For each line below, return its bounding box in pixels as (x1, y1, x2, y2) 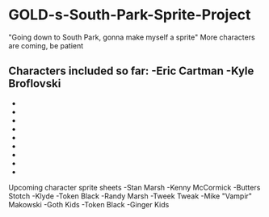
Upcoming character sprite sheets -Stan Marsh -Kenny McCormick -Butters (8, 182, 261, 192)
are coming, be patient (8, 40, 84, 50)
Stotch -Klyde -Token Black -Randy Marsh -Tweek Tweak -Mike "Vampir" (8, 191, 253, 201)
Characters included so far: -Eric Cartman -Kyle (8, 65, 254, 78)
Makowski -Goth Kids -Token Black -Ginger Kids (8, 199, 170, 209)
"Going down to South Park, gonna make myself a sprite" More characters (8, 32, 256, 42)
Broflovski (8, 77, 61, 90)
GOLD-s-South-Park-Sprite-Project (8, 6, 251, 24)
